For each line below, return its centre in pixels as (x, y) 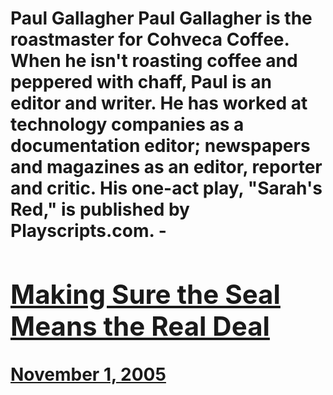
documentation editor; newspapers (160, 146)
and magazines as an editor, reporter (166, 167)
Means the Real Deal (140, 325)
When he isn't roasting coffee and (154, 61)
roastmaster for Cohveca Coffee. (150, 39)
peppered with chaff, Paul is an (141, 82)
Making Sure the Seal (145, 294)
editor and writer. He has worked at (159, 103)
